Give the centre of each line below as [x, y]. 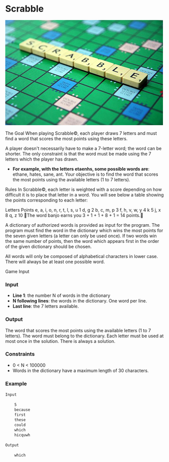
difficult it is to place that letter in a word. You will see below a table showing [84, 194]
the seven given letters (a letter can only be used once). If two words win [81, 236]
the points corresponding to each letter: [47, 200]
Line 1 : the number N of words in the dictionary [61, 295]
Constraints [20, 354]
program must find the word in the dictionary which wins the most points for [84, 230]
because [22, 410]
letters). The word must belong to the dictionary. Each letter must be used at [84, 336]
